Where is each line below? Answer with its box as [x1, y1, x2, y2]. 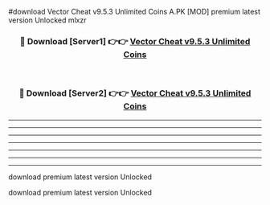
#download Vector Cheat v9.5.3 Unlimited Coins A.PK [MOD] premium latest [8, 7, 261, 16]
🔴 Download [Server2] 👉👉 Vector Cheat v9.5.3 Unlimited [18, 88, 252, 99]
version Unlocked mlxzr [8, 15, 87, 25]
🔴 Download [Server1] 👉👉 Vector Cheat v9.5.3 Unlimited [19, 35, 251, 47]
